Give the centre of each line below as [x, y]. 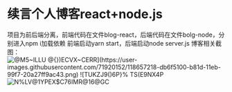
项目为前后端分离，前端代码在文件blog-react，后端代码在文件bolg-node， [113, 35]
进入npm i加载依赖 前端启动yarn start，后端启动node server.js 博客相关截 [117, 43]
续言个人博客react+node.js [85, 14]
